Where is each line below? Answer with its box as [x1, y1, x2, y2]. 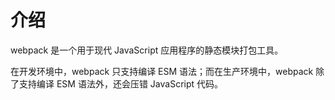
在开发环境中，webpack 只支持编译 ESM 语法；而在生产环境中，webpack [10, 65, 314, 77]
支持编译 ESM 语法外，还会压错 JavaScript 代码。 [18, 77, 224, 90]
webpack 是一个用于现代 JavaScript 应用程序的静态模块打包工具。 [10, 44, 284, 56]
